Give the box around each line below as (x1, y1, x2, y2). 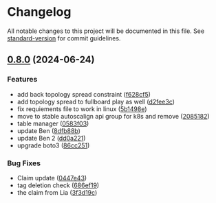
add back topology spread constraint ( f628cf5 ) (17, 90, 151, 98)
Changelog (7, 4, 72, 20)
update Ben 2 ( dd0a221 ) (17, 134, 86, 142)
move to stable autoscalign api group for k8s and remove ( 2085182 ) (17, 112, 210, 120)
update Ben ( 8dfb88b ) (17, 126, 81, 134)
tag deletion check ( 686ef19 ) (17, 181, 100, 189)
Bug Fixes (7, 158, 41, 168)
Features (7, 75, 38, 84)
